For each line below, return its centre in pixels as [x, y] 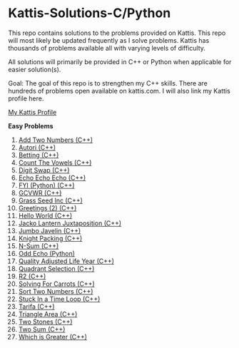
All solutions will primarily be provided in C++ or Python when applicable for [120, 61]
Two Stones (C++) [46, 322]
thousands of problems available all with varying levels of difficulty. [107, 48]
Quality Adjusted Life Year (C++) [66, 261]
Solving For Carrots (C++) [56, 284]
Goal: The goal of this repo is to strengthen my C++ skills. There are [108, 83]
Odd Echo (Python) [47, 253]
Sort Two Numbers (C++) [56, 291]
